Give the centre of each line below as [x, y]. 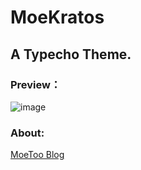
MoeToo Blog [37, 155]
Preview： [36, 84]
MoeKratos [57, 17]
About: [27, 133]
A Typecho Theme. [71, 54]
